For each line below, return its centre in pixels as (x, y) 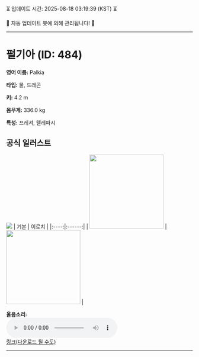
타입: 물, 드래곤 (24, 85)
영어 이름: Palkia (25, 72)
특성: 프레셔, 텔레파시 (31, 123)
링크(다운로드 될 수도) (31, 342)
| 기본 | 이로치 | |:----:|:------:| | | (90, 226)
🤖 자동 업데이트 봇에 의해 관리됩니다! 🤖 (51, 23)
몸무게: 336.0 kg (26, 110)
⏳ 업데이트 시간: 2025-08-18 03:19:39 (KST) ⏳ (62, 9)
